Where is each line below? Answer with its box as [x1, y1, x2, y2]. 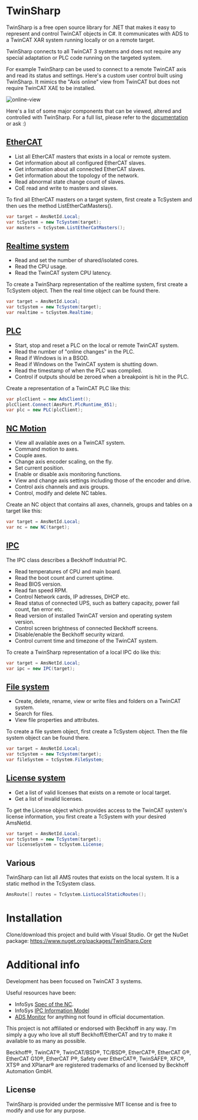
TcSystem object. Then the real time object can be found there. [6, 287, 160, 294]
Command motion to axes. [14, 445, 79, 453]
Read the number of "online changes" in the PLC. [14, 348, 135, 355]
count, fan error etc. [14, 605, 64, 612]
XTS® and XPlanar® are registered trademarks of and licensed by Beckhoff [6, 1061, 189, 1068]
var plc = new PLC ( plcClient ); [6, 407, 83, 413]
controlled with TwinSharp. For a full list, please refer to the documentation [6, 114, 189, 121]
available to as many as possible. [6, 1037, 87, 1044]
